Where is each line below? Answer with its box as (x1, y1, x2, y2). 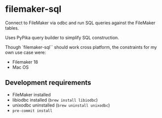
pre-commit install (12, 108, 53, 113)
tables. (5, 25, 19, 31)
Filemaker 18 (12, 59, 39, 65)
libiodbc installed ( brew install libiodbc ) (12, 97, 98, 103)
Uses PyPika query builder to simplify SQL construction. (5, 35, 120, 40)
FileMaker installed (12, 91, 51, 97)
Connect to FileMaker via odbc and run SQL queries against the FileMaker (5, 20, 156, 26)
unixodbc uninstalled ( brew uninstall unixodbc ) (12, 102, 110, 108)
